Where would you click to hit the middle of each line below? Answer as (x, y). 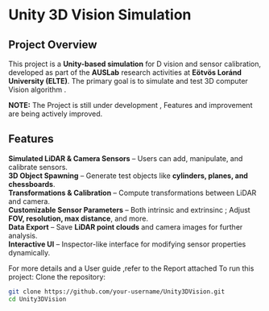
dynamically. (29, 252)
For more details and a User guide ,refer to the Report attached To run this (131, 268)
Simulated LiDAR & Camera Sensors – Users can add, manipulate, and (126, 158)
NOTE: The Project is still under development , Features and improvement (130, 105)
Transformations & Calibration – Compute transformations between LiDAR (132, 193)
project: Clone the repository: (57, 276)
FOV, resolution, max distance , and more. (79, 218)
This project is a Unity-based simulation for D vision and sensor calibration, (135, 64)
